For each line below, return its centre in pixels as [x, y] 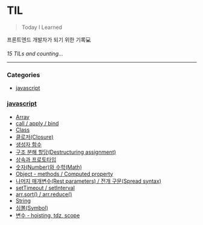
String [23, 200]
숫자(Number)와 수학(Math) [49, 167]
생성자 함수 [29, 144]
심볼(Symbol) [32, 208]
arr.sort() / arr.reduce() [44, 194]
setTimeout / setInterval [45, 188]
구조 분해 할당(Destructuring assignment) [66, 152]
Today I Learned [42, 27]
